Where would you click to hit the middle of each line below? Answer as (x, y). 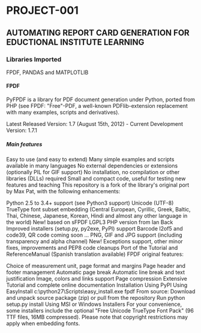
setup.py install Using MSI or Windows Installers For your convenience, (94, 304)
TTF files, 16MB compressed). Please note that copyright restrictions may (97, 317)
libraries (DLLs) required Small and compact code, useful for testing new (96, 179)
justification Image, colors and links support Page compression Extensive (97, 279)
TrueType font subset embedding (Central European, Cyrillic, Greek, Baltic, (98, 210)
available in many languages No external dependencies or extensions (92, 166)
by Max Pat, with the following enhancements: (63, 191)
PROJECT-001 (43, 11)
